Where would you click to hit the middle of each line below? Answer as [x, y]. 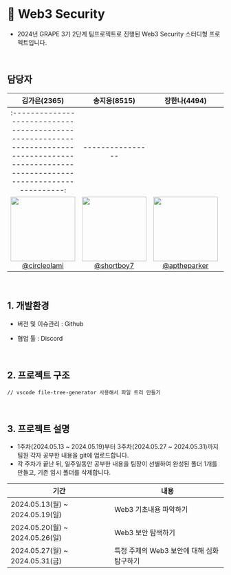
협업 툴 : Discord [40, 338]
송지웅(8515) [114, 100]
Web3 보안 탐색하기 [145, 533]
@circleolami [43, 265]
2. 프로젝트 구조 [38, 375]
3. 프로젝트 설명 [38, 429]
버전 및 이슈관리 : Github [50, 324]
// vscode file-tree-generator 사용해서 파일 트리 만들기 [84, 393]
